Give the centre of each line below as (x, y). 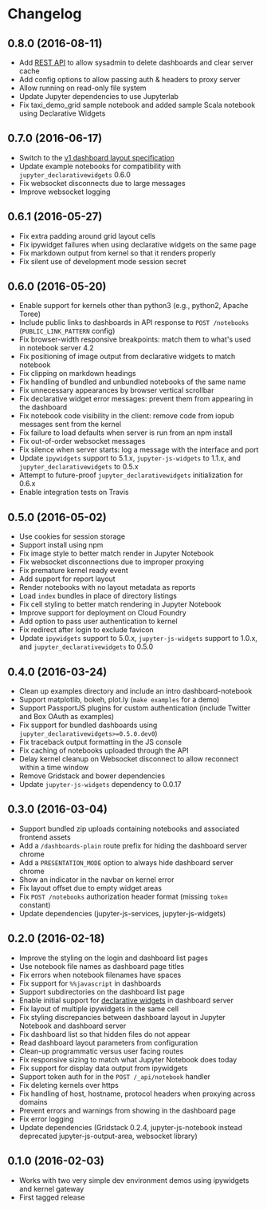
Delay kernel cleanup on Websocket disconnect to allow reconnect (129, 759)
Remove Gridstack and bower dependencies (92, 776)
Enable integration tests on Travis (74, 492)
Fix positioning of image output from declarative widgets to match (127, 357)
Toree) (30, 314)
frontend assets (45, 837)
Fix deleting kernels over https (69, 1085)
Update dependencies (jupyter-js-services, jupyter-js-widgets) (122, 913)
